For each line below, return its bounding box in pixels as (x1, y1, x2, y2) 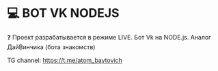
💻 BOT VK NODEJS (7, 5, 120, 21)
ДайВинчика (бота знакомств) (7, 42, 96, 51)
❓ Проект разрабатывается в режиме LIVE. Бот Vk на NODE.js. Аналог (7, 33, 212, 41)
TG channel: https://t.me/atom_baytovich (7, 56, 123, 64)
